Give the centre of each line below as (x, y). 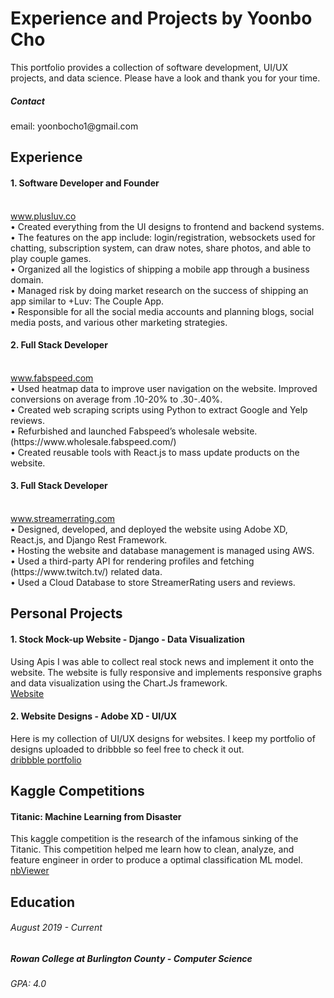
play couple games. (51, 258)
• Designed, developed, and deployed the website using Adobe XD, (149, 529)
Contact (27, 101)
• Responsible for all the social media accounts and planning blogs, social (162, 311)
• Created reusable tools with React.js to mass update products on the (155, 452)
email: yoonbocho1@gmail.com (74, 126)
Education (43, 902)
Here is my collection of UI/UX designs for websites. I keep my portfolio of (163, 738)
